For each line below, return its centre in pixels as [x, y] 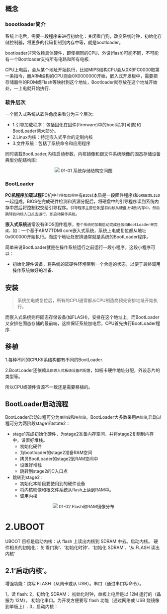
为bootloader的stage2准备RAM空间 [56, 452]
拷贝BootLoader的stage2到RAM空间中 [59, 459]
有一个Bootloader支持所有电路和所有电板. [48, 59]
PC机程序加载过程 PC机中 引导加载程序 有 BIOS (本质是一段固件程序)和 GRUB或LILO [83, 195]
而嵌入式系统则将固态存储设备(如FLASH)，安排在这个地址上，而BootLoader [83, 317]
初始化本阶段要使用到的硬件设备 [52, 483]
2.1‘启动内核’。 [28, 571]
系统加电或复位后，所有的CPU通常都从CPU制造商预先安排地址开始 [85, 301]
